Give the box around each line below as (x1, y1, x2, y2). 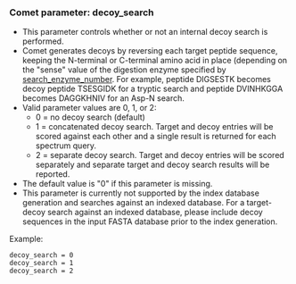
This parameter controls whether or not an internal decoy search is (21, 27, 268, 38)
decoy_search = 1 (9, 259, 74, 268)
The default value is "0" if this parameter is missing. (21, 179, 213, 189)
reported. (35, 169, 70, 180)
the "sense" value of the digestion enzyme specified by (21, 64, 226, 75)
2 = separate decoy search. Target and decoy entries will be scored (35, 150, 285, 161)
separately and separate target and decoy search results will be (35, 159, 270, 171)
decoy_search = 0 (9, 251, 74, 260)
